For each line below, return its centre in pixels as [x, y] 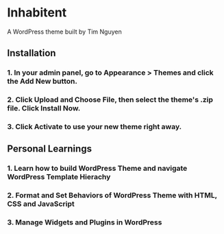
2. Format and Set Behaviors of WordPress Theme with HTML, [112, 196]
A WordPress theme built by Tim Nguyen [64, 32]
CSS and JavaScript [41, 204]
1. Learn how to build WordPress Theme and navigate [97, 168]
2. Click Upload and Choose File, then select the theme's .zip [110, 100]
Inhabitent [37, 13]
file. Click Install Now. [44, 108]
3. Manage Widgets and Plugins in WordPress [85, 222]
